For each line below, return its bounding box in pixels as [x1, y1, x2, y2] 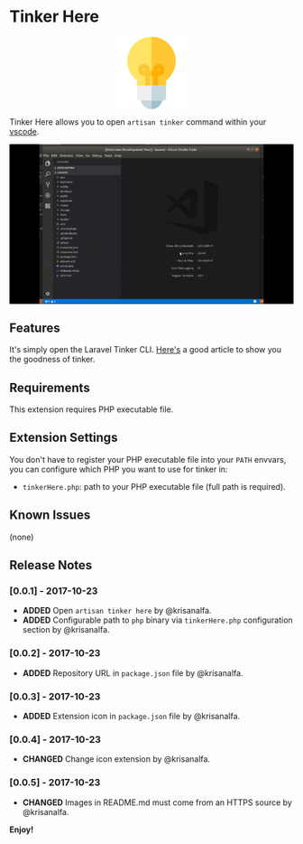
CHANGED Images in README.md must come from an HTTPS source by [22, 797, 293, 808]
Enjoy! [9, 824, 34, 835]
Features [9, 320, 60, 335]
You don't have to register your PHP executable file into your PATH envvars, [9, 454, 287, 464]
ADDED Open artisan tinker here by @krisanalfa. [22, 605, 212, 616]
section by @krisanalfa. [22, 624, 110, 635]
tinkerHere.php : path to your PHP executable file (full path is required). [22, 481, 286, 492]
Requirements [9, 380, 90, 395]
